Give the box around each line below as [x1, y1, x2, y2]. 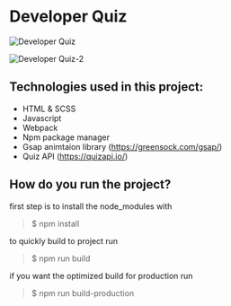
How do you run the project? [9, 177, 172, 192]
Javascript [22, 112, 62, 123]
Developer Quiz [9, 6, 128, 27]
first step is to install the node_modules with [9, 200, 173, 212]
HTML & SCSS [22, 103, 76, 114]
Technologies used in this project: [9, 79, 204, 95]
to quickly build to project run [9, 235, 119, 246]
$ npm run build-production [31, 287, 135, 298]
